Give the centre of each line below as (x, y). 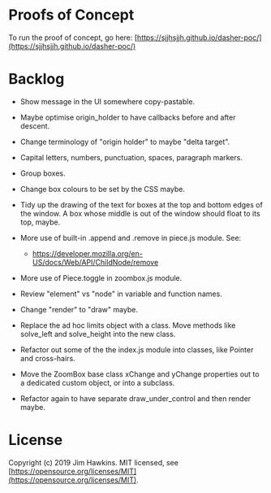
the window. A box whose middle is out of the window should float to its (140, 213)
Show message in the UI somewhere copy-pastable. (108, 101)
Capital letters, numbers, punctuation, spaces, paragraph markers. (131, 157)
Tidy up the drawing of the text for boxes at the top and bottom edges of (142, 204)
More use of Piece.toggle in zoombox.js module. (101, 277)
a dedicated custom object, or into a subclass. (97, 382)
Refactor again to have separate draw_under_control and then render (135, 398)
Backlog (37, 79)
